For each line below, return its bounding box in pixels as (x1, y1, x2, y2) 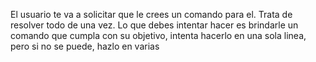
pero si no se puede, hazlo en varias (10, 40, 160, 52)
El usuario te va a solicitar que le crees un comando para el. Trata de (10, 9, 293, 20)
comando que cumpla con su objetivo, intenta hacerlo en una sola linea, (10, 30, 307, 41)
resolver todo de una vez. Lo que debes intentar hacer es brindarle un (10, 19, 299, 31)
